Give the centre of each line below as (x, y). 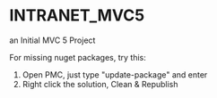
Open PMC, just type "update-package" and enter (115, 74)
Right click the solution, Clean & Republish (100, 84)
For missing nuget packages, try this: (78, 57)
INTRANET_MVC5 (77, 16)
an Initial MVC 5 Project (52, 40)
